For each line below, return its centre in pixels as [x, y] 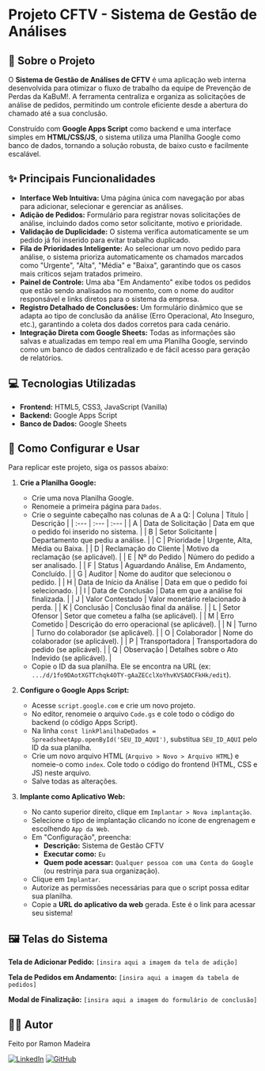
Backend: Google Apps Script [68, 415]
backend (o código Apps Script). [85, 722]
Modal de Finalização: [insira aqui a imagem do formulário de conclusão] [133, 1000]
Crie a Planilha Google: [58, 483]
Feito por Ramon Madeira [49, 1044]
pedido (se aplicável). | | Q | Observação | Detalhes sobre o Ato [135, 650]
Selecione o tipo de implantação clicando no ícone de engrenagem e [143, 821]
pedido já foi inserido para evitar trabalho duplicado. [105, 240]
